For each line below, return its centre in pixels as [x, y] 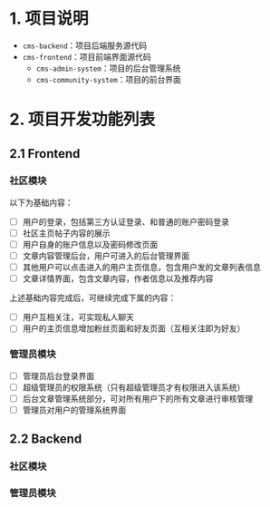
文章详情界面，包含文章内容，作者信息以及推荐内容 [118, 278]
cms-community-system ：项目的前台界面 [108, 79]
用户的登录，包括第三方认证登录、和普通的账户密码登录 [125, 221]
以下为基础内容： [41, 202]
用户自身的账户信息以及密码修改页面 [90, 244]
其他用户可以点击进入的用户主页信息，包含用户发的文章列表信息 [141, 268]
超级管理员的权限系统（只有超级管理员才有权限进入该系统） [134, 387]
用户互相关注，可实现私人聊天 [78, 317]
